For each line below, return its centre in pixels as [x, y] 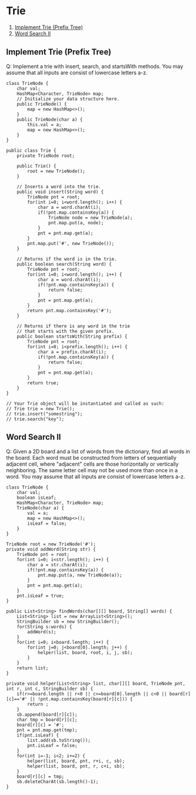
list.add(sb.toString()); [59, 740]
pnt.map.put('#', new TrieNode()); [71, 243]
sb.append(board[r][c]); [47, 714]
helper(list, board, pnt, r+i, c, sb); [76, 761]
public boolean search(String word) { [64, 264]
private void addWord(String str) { [51, 549]
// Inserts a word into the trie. [59, 187]
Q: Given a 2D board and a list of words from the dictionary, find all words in [98, 451]
